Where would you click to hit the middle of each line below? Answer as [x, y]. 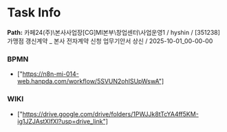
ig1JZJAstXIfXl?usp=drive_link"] [63, 121]
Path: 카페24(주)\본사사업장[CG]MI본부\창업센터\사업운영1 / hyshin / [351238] [113, 32]
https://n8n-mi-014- [51, 74]
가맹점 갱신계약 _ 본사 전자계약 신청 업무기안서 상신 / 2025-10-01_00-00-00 [110, 41]
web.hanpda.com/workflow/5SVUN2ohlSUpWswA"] [90, 81]
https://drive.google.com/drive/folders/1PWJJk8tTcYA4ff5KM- [111, 114]
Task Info [34, 13]
